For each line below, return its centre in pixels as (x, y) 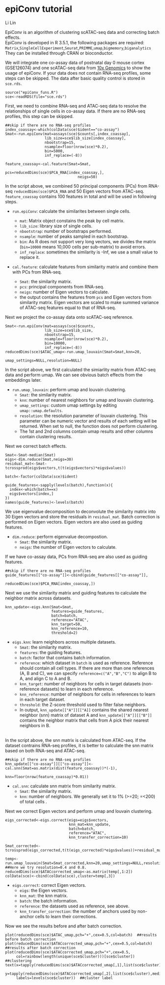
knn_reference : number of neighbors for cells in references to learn (87, 694)
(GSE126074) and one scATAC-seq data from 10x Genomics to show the (78, 68)
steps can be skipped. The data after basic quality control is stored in (75, 78)
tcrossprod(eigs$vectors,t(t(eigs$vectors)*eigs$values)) (66, 468)
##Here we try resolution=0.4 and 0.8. (46, 867)
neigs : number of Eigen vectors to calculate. (64, 292)
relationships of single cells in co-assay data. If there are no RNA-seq (75, 111)
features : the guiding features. (51, 652)
